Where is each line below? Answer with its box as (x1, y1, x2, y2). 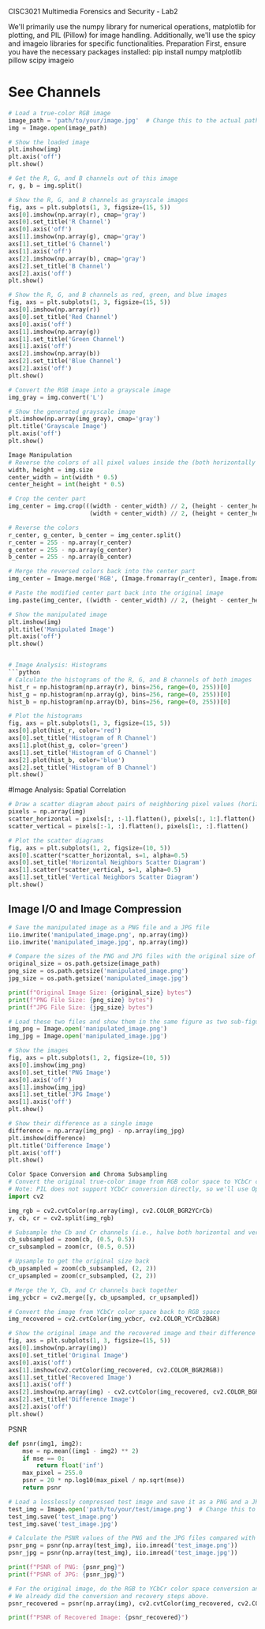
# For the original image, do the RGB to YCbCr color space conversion (8, 1585, 248, 1593)
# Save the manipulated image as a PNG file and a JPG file (8, 923, 211, 931)
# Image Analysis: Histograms (8, 661, 108, 670)
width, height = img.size (8, 466, 93, 474)
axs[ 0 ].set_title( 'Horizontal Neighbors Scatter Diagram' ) (8, 858, 207, 867)
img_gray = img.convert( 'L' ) (8, 393, 104, 401)
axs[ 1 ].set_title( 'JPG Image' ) (8, 1090, 111, 1098)
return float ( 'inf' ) (36, 1462, 104, 1469)
